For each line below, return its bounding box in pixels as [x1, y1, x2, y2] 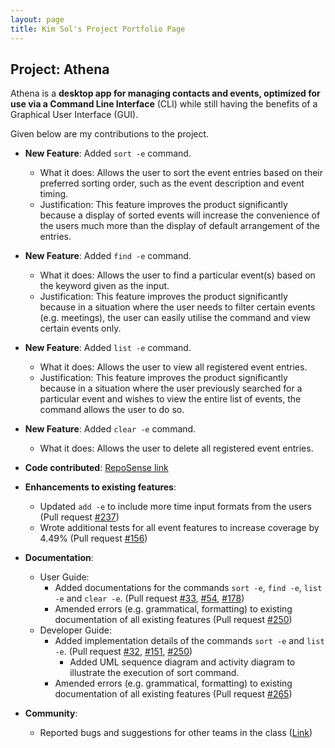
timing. [39, 188, 69, 200]
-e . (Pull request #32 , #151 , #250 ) [54, 646, 193, 658]
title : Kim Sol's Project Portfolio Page [10, 24, 186, 34]
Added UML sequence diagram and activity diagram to [69, 656, 296, 668]
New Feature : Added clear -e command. [24, 423, 197, 435]
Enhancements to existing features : [24, 481, 177, 493]
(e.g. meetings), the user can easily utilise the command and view [39, 312, 311, 324]
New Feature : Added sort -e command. [24, 147, 192, 160]
